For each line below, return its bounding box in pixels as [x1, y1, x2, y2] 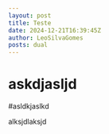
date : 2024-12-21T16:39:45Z [8, 26, 102, 34]
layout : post [8, 11, 52, 20]
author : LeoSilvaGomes [8, 33, 84, 42]
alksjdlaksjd [8, 117, 47, 127]
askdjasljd [8, 75, 77, 94]
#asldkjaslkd [8, 101, 49, 111]
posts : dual [8, 41, 48, 49]
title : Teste [8, 19, 52, 27]
